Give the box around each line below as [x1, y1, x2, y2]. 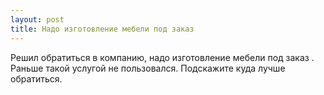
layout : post [10, 14, 65, 25]
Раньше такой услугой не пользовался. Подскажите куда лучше [10, 62, 286, 74]
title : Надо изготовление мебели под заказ [10, 24, 195, 34]
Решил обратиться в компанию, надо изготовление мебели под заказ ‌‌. [10, 51, 315, 63]
